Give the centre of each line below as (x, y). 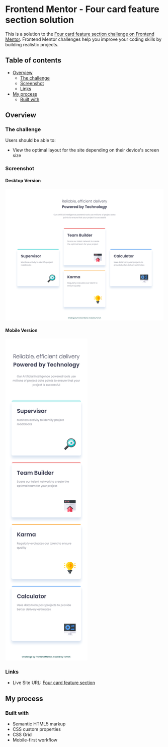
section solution (40, 20)
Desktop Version (23, 180)
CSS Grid (22, 735)
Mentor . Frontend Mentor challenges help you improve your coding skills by (83, 39)
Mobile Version (21, 330)
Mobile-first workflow (35, 740)
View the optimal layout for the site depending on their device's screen (86, 150)
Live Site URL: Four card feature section (54, 683)
